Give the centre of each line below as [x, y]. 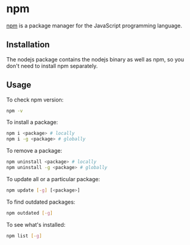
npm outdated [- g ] [30, 213]
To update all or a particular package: [53, 179]
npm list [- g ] [24, 236]
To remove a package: [34, 151]
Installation [28, 45]
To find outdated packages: [41, 202]
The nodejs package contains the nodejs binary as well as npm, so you [95, 59]
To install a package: [32, 122]
